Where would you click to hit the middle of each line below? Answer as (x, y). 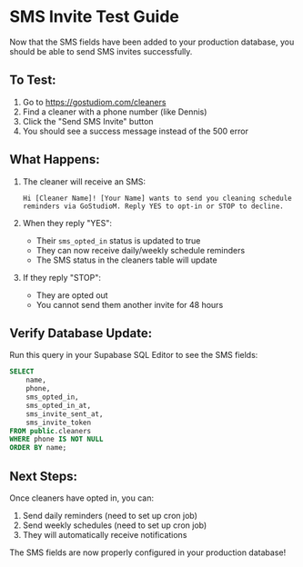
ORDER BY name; (38, 448)
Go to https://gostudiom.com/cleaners (94, 102)
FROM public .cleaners (50, 431)
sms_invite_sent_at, (65, 414)
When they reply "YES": (67, 223)
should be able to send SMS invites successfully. (101, 51)
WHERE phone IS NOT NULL (56, 439)
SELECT (22, 372)
